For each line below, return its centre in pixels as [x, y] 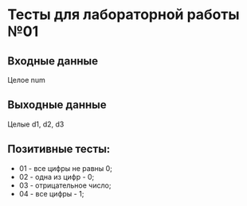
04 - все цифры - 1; [51, 193]
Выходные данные [57, 105]
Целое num [26, 80]
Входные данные [53, 61]
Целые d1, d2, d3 [36, 124]
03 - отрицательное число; [65, 185]
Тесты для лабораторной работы [123, 15]
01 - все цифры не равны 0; [66, 168]
